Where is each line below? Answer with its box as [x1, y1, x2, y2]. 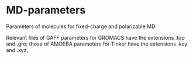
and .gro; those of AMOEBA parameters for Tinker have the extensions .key [6, 40, 188, 47]
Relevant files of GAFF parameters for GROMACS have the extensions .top [6, 34, 185, 41]
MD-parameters [6, 4, 86, 17]
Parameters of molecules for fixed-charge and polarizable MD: [6, 23, 157, 30]
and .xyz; [6, 46, 29, 53]
